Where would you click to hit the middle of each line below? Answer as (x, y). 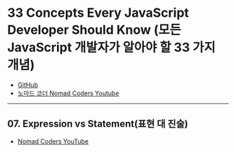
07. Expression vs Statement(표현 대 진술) (98, 124)
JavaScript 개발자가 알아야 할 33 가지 (111, 48)
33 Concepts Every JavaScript (98, 13)
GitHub (28, 85)
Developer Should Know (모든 (94, 30)
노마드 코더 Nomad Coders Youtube (68, 93)
